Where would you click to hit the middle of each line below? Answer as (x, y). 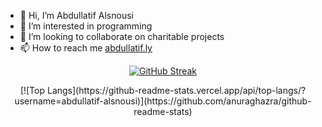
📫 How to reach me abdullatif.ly (86, 48)
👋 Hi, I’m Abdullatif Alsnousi (76, 15)
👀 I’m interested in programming (86, 26)
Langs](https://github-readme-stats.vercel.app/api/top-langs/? (176, 90)
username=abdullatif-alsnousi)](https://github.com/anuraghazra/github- (163, 101)
